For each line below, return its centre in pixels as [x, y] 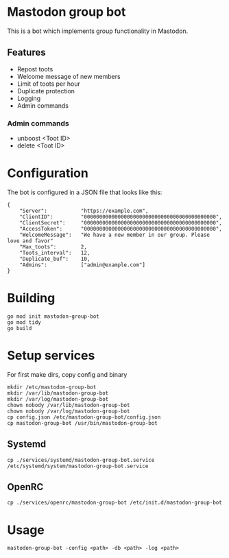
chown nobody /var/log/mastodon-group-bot [69, 411]
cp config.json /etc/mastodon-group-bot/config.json [84, 417]
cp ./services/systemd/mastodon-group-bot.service [81, 460]
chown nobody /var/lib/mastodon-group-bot [69, 405]
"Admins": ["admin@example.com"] [83, 265]
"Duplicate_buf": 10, [55, 259]
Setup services [51, 356]
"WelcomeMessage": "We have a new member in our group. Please [115, 235]
